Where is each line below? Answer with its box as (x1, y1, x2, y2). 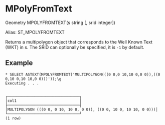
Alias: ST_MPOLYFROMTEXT (5, 29, 65, 35)
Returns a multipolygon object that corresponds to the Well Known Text (5, 38, 153, 45)
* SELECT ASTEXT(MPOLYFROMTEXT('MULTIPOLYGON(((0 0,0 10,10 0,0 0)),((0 (5, 72, 160, 77)
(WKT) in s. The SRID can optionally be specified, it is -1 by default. (5, 44, 144, 50)
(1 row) (5, 115, 22, 120)
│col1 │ (5, 98, 82, 103)
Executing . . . (5, 80, 39, 85)
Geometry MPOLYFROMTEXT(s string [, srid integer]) (5, 19, 115, 25)
